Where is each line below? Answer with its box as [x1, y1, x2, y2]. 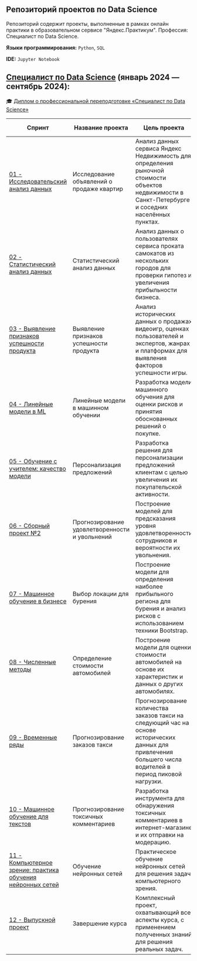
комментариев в [135, 816, 183, 824]
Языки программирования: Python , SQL [6, 44, 106, 51]
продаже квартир [72, 185, 123, 193]
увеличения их [135, 475, 178, 483]
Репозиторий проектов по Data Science [6, 5, 158, 15]
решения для [135, 446, 173, 454]
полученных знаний [135, 930, 192, 938]
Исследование [72, 170, 115, 178]
